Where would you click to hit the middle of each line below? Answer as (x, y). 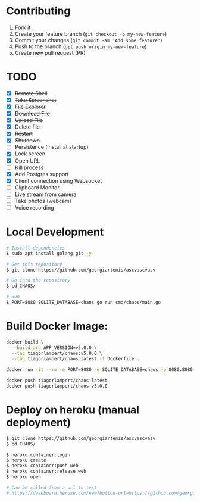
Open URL (27, 160)
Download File (32, 114)
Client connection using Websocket (58, 180)
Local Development (55, 232)
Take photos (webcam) (43, 201)
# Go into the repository (38, 280)
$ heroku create (26, 460)
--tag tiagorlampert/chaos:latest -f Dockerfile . (76, 358)
